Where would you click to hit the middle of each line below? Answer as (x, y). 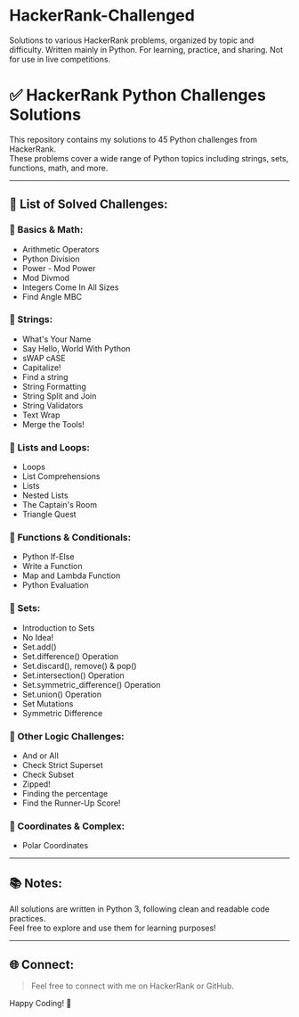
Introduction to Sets (58, 628)
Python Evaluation (55, 585)
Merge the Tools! (53, 424)
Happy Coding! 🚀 (40, 1003)
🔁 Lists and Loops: (50, 447)
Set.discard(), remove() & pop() (79, 666)
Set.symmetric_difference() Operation (91, 684)
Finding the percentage (65, 794)
